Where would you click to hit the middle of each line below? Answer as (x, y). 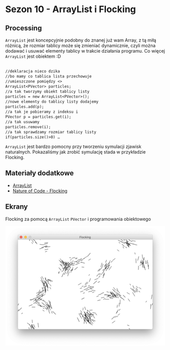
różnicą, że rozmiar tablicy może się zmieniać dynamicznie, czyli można (80, 46)
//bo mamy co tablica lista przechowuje (49, 76)
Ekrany (16, 207)
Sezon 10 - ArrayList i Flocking (71, 9)
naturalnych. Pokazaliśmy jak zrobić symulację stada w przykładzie (76, 152)
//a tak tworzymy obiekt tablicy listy (47, 92)
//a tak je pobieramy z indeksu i (42, 112)
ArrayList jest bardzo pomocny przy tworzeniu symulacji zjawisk (73, 146)
